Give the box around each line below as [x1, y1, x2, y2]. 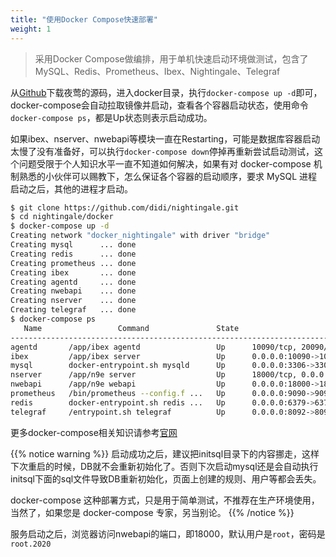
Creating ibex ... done [10, 267, 137, 278]
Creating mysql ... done [10, 240, 137, 250]
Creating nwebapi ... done [10, 286, 137, 296]
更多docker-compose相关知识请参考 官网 [10, 426, 178, 438]
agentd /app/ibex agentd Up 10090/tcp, [10, 342, 298, 352]
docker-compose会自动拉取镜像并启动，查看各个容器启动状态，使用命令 [10, 99, 309, 111]
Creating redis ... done [10, 249, 137, 259]
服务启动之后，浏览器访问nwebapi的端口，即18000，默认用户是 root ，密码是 [10, 527, 326, 540]
